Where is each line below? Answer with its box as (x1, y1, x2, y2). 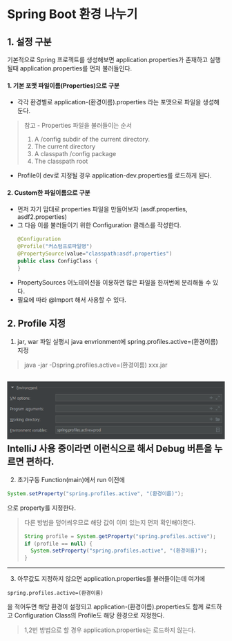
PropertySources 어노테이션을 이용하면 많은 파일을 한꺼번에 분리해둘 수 (17, 278, 212, 287)
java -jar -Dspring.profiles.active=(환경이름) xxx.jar (23, 361, 168, 369)
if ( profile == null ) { (23, 540, 93, 547)
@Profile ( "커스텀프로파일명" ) (17, 243, 93, 250)
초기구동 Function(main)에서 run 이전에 (17, 475, 126, 484)
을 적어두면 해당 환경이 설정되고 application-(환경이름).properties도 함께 (7, 602, 204, 611)
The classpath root (34, 157, 88, 166)
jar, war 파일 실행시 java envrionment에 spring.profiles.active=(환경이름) (17, 337, 219, 345)
